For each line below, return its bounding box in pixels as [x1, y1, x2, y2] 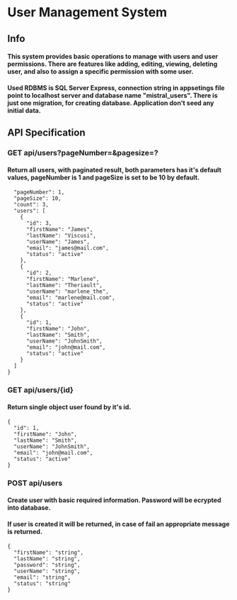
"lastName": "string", [13, 555, 81, 562]
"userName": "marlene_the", [25, 288, 110, 295]
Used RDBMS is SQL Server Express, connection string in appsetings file [7, 83, 225, 92]
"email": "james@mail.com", [25, 245, 110, 252]
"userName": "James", [25, 238, 91, 245]
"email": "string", [13, 574, 71, 582]
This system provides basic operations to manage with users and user [7, 52, 218, 61]
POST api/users [7, 478, 63, 488]
